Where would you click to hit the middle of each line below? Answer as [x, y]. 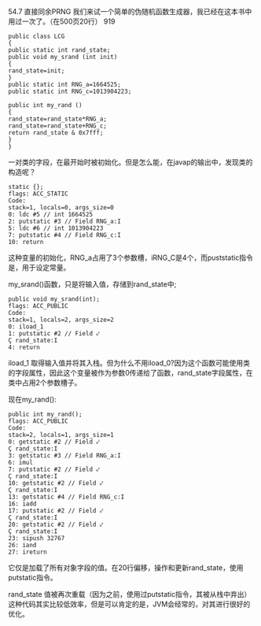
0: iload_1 [26, 327]
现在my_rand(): [32, 399]
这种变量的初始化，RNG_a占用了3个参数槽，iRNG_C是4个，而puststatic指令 [130, 257]
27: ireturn [28, 552]
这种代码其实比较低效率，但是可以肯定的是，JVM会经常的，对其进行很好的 [129, 604]
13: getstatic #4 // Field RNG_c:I [66, 497]
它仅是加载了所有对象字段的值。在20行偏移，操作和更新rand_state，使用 [126, 568]
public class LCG [37, 36]
